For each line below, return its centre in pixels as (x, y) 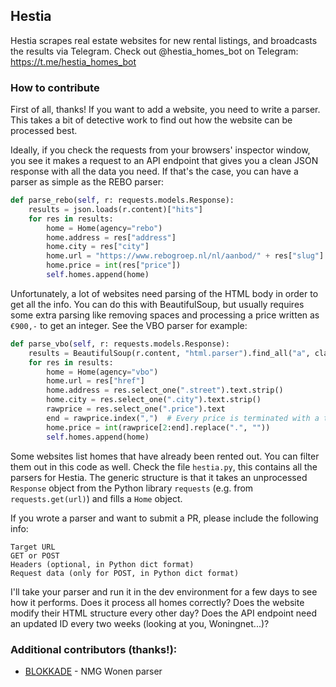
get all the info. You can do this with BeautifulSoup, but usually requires (157, 304)
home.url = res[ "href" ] (95, 381)
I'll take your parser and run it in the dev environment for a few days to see (164, 591)
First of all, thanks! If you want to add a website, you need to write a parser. (165, 110)
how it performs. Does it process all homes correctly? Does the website (157, 602)
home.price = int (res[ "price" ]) (114, 265)
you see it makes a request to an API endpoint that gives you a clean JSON (164, 161)
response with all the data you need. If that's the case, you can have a (154, 171)
